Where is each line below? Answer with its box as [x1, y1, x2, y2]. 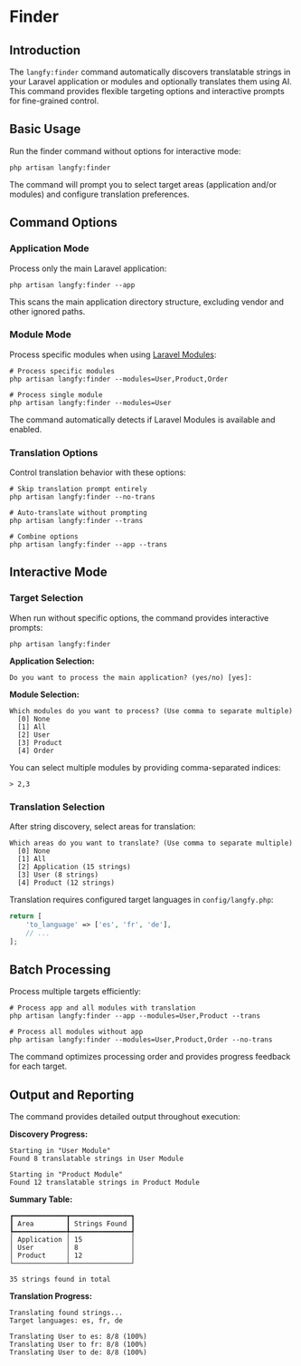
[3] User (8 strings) [17, 870, 99, 880]
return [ [9, 912, 42, 921]
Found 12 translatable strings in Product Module [9, 1178, 201, 1187]
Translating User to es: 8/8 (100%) [9, 1332, 147, 1342]
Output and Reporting [9, 1087, 135, 1102]
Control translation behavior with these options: [9, 467, 187, 478]
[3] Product [17, 738, 63, 747]
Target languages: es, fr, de [9, 1316, 124, 1325]
